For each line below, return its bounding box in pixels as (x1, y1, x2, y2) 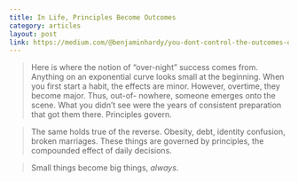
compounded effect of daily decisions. (30, 146, 173, 156)
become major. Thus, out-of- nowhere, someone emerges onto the (30, 91, 277, 101)
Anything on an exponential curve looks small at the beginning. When (30, 72, 285, 83)
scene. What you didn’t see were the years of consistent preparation (30, 99, 282, 111)
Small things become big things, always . (30, 162, 179, 173)
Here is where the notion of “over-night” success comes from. (30, 62, 259, 73)
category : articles (9, 21, 82, 30)
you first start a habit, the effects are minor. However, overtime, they (30, 81, 281, 91)
